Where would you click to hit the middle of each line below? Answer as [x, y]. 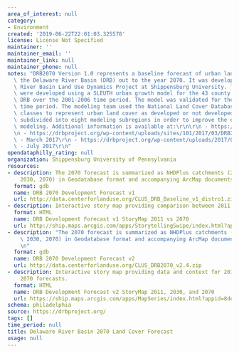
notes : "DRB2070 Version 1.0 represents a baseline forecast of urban [114, 73]
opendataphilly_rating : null [51, 153]
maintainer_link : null [41, 60]
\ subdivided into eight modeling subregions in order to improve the [121, 120]
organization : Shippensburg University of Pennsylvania [92, 160]
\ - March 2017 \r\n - [46, 139]
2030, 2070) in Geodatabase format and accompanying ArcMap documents [127, 179]
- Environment [28, 27]
